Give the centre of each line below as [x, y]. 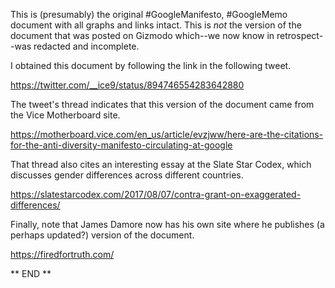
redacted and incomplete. [86, 46]
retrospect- [300, 35]
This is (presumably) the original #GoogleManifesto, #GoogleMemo [149, 14]
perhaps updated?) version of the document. [102, 235]
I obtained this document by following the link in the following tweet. [151, 65]
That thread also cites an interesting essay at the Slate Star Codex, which [161, 164]
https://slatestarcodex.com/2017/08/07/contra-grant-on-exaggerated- [156, 194]
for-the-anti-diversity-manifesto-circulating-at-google [121, 145]
